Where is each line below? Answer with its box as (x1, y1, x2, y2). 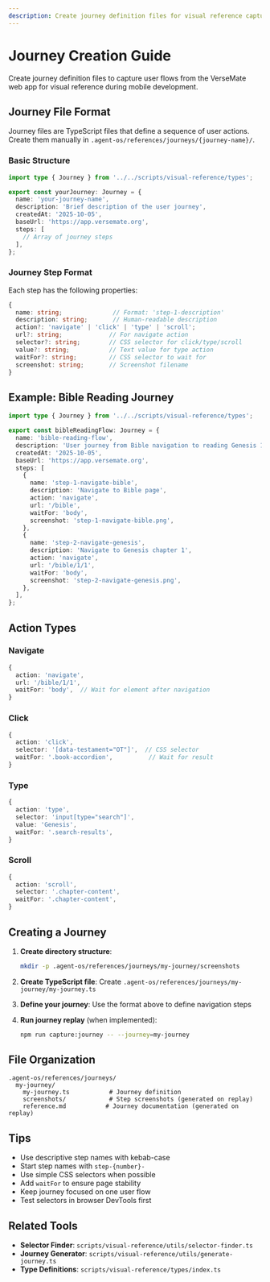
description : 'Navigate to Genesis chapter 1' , (29, 546, 193, 554)
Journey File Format (8, 105, 111, 118)
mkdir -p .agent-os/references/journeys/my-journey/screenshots (19, 962, 240, 970)
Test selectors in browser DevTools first (19, 1196, 152, 1205)
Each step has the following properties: (8, 285, 138, 295)
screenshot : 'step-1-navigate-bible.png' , (29, 517, 174, 525)
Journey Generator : (19, 1249, 88, 1259)
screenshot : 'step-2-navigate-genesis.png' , (29, 576, 182, 584)
